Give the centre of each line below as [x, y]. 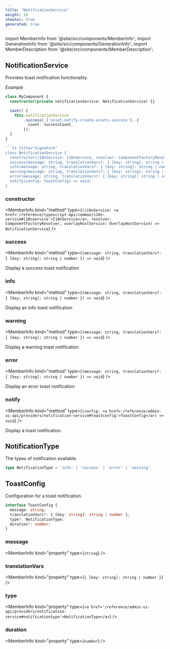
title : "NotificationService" [37, 10]
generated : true [22, 24]
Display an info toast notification [39, 307]
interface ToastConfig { [31, 505]
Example [14, 87]
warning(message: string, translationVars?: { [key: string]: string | [87, 172]
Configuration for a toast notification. [44, 496]
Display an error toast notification [40, 386]
